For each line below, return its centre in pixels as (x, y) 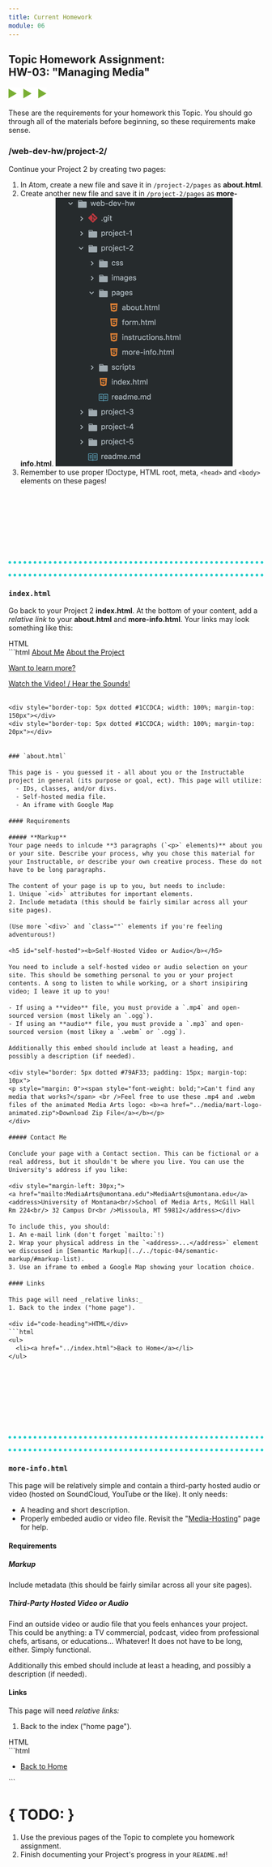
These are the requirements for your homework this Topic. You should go (130, 113)
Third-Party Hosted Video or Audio (69, 1603)
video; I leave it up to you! (59, 991)
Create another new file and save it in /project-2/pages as (117, 193)
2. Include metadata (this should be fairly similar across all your (128, 902)
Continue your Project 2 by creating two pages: (87, 169)
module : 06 (27, 26)
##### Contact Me (38, 1137)
